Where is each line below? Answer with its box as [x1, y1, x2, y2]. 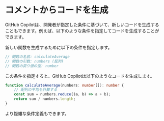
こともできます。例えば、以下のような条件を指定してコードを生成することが [5, 28, 160, 33]
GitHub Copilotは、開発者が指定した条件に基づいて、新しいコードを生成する [5, 22, 160, 28]
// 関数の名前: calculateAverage [5, 54, 70, 59]
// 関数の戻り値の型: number [5, 63, 59, 68]
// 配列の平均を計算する [14, 87, 57, 92]
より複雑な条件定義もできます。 [5, 110, 69, 116]
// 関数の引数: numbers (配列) [5, 59, 64, 64]
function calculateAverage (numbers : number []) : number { [5, 83, 124, 88]
